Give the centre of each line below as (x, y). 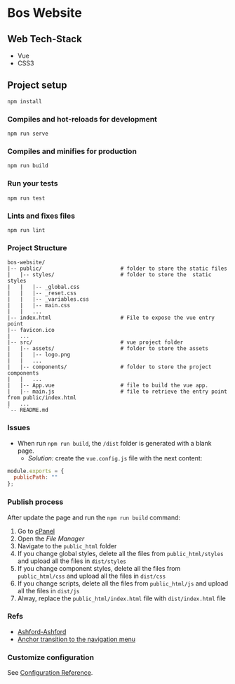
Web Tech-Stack (45, 39)
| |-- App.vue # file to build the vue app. (108, 386)
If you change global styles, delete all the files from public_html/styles (120, 553)
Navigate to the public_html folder (67, 546)
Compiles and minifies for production (72, 151)
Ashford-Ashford (42, 631)
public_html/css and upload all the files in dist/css (92, 576)
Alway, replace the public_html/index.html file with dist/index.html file (121, 598)
